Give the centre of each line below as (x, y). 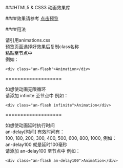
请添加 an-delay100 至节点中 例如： (43, 151)
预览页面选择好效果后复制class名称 (42, 47)
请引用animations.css (28, 40)
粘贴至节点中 (19, 53)
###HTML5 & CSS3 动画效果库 (38, 7)
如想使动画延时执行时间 (30, 125)
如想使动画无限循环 (26, 89)
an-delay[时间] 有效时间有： (35, 132)
